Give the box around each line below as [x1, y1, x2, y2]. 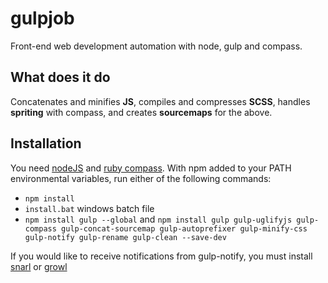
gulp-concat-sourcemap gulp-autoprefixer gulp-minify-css [61, 223, 308, 234]
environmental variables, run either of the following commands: [10, 172, 272, 184]
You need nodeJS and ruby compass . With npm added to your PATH [10, 162, 292, 174]
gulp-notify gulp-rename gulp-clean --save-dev [24, 232, 227, 242]
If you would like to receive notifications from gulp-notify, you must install [10, 250, 313, 262]
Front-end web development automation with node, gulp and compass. [10, 40, 303, 52]
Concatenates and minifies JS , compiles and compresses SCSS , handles [10, 95, 311, 107]
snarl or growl [10, 260, 68, 272]
